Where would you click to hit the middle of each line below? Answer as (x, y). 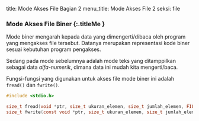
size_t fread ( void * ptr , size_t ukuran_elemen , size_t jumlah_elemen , (95, 107)
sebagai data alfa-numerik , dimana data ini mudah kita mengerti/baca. (92, 67)
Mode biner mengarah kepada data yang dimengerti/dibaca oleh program (96, 37)
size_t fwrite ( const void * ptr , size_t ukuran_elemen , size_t (84, 112)
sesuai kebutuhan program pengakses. (54, 49)
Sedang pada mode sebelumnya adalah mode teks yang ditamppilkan (91, 61)
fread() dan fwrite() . (33, 85)
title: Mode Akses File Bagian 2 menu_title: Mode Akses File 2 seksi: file (93, 9)
